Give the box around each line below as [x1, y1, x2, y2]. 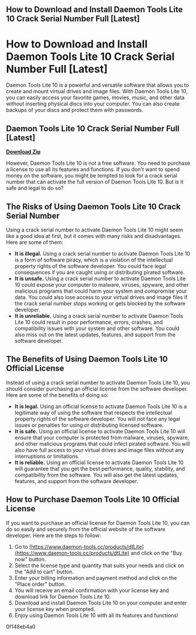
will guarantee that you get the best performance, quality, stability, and [14, 465, 185, 472]
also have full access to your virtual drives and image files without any [14, 446, 184, 453]
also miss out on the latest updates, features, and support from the [14, 331, 176, 338]
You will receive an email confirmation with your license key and [14, 586, 169, 594]
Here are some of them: [6, 239, 63, 246]
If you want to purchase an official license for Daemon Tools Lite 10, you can [6, 519, 190, 527]
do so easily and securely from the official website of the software [6, 525, 166, 532]
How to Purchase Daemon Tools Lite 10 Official [6, 495, 180, 505]
